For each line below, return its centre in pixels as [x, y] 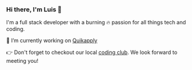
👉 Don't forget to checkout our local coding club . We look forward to [92, 52]
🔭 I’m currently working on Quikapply [52, 40]
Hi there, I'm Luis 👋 [34, 9]
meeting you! [22, 61]
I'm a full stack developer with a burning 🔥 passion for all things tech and [96, 23]
